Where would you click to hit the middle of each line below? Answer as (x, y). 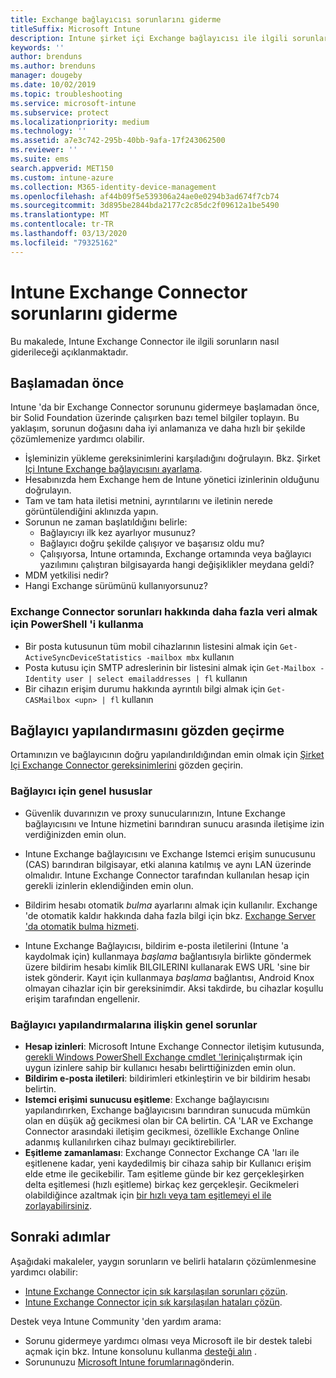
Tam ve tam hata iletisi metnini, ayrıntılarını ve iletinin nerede (148, 501)
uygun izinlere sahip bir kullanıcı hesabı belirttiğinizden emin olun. (160, 1068)
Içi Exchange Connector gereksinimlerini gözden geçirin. (127, 765)
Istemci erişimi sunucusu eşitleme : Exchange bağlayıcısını (147, 1100)
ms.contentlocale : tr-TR (62, 224)
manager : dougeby (46, 76)
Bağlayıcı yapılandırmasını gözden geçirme (147, 731)
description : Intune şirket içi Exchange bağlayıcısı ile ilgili (149, 38)
